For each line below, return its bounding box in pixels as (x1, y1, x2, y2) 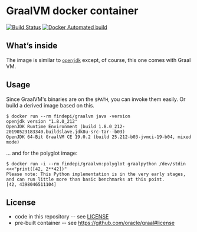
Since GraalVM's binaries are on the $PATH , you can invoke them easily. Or (6, 96, 186, 103)
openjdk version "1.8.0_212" (6, 118, 78, 125)
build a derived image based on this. (6, 102, 94, 109)
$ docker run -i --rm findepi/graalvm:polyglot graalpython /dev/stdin (6, 161, 186, 166)
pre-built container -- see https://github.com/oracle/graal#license (14, 220, 175, 227)
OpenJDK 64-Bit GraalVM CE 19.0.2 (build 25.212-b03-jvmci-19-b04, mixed (6, 134, 192, 140)
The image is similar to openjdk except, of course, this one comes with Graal (6, 56, 191, 63)
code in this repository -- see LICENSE (14, 213, 109, 220)
